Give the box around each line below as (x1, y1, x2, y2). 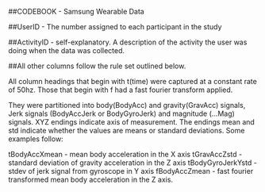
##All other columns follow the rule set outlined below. (8, 61, 186, 71)
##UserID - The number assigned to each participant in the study (8, 22, 222, 31)
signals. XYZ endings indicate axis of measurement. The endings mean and (8, 117, 255, 126)
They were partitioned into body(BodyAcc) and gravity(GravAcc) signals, (8, 101, 246, 109)
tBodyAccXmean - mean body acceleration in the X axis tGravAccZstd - (8, 150, 243, 159)
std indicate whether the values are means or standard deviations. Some (8, 126, 245, 135)
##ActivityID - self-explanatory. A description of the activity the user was (8, 37, 248, 47)
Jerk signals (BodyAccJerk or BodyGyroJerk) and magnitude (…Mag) (8, 109, 236, 118)
